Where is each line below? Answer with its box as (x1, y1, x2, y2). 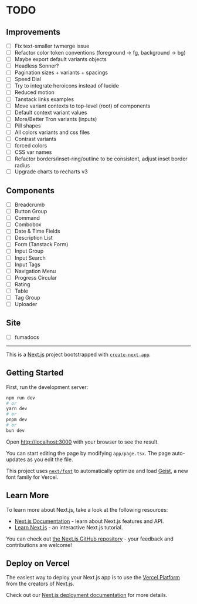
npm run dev (6, 395, 35, 401)
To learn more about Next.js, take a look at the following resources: (6, 506, 168, 513)
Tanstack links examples (14, 95, 74, 103)
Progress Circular (14, 274, 57, 281)
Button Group (14, 208, 47, 215)
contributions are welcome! (6, 541, 72, 548)
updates (6, 456, 26, 463)
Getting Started (6, 368, 64, 378)
